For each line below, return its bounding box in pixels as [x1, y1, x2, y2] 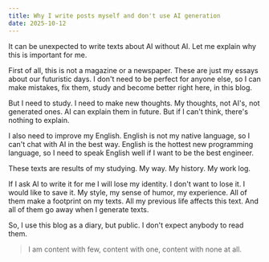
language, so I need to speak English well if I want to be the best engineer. [8, 148, 255, 158]
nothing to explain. [8, 115, 70, 125]
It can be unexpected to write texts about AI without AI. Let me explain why [8, 41, 257, 51]
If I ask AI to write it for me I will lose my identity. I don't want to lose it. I [8, 178, 246, 189]
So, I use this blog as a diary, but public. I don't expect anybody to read [8, 220, 244, 230]
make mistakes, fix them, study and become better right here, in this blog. [8, 82, 253, 92]
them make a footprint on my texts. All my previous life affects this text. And [8, 196, 259, 206]
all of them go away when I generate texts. [8, 204, 149, 214]
